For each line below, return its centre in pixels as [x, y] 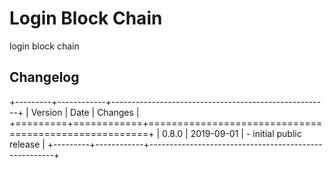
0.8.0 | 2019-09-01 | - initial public [232, 133]
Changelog [44, 77]
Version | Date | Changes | [85, 112]
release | [27, 144]
